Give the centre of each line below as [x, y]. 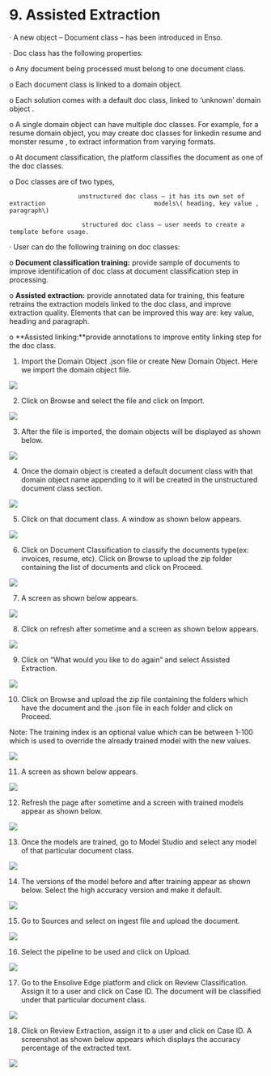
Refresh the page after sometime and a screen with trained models [132, 802]
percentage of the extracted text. [76, 1048]
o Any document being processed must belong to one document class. [127, 68]
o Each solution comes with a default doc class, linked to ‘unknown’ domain [135, 100]
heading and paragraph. [49, 321]
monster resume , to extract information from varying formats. [112, 141]
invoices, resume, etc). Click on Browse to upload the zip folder [127, 558]
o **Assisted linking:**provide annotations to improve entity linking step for [135, 337]
